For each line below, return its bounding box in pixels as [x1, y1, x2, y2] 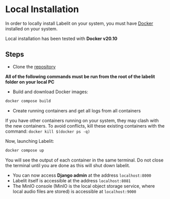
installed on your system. [5, 25, 58, 31]
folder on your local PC [5, 78, 55, 85]
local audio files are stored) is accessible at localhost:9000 [12, 188, 137, 194]
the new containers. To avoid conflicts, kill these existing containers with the [5, 123, 165, 129]
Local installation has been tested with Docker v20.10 [5, 35, 118, 42]
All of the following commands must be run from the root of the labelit [5, 73, 155, 79]
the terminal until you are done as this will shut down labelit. [5, 162, 130, 168]
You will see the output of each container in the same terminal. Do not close [5, 157, 164, 163]
